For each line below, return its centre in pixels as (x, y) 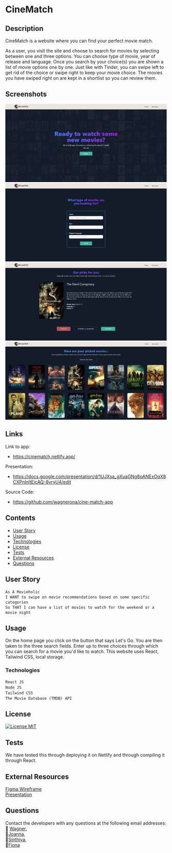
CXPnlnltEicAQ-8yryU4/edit (42, 482)
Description (24, 29)
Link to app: (18, 447)
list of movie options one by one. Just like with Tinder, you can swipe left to (85, 67)
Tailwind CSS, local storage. (35, 657)
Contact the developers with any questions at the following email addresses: (86, 823)
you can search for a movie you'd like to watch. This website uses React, (82, 651)
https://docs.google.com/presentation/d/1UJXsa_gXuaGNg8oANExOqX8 (89, 476)
